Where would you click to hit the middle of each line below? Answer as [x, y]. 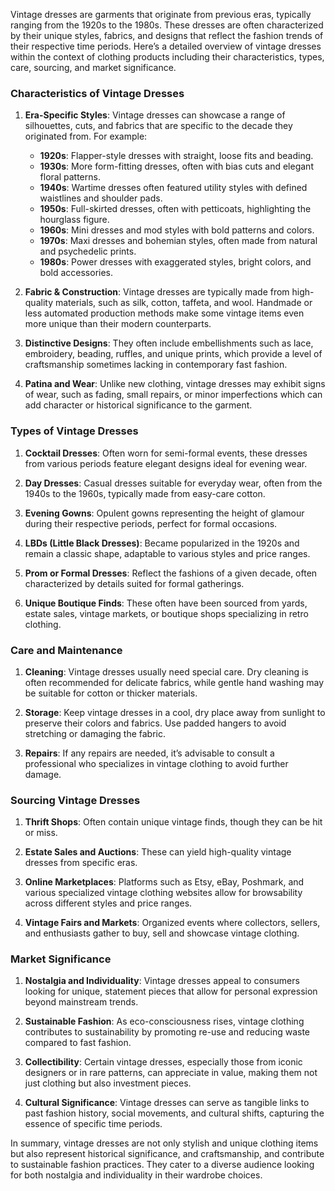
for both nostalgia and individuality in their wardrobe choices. [136, 1175]
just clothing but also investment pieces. [108, 1083]
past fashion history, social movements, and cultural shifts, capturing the [174, 1113]
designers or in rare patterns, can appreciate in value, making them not [171, 1073]
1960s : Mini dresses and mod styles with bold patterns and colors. [177, 230]
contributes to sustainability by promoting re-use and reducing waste [167, 1032]
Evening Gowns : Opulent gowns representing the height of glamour [164, 513]
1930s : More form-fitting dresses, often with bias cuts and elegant [176, 166]
